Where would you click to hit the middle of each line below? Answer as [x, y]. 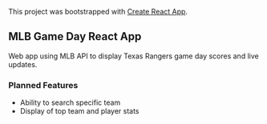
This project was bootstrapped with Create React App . [98, 12]
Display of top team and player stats [79, 111]
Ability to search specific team [70, 102]
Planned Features [43, 85]
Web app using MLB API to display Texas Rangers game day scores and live [133, 56]
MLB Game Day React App [75, 36]
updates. [23, 64]
